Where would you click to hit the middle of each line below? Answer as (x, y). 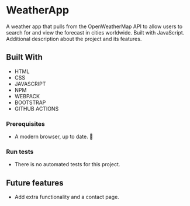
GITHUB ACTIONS (37, 108)
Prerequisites (25, 123)
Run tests (20, 152)
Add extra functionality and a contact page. (67, 197)
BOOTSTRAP (30, 102)
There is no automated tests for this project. (67, 164)
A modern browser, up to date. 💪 (54, 137)
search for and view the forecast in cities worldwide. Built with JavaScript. (95, 32)
